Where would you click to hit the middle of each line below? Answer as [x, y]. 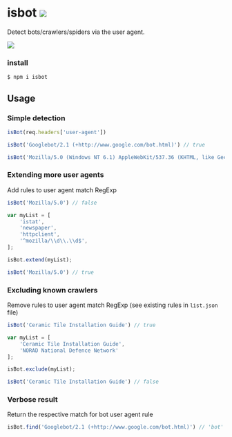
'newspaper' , [38, 228]
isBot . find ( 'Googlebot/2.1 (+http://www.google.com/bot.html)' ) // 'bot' [116, 427]
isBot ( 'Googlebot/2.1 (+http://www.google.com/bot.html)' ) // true [106, 145]
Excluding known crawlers [52, 290]
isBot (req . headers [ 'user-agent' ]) [57, 132]
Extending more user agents [56, 175]
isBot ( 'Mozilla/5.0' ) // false [52, 203]
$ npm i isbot [28, 77]
